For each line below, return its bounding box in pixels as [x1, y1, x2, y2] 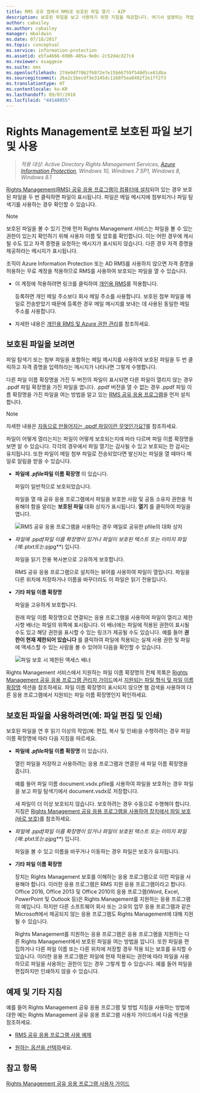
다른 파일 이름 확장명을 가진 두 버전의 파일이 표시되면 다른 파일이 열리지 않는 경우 [6, 376, 193, 383]
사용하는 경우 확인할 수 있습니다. [21, 201, 97, 208]
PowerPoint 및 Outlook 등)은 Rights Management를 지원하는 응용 [14, 895, 170, 902]
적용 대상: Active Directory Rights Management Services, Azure [20, 160, 176, 167]
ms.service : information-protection [6, 48, 97, 54]
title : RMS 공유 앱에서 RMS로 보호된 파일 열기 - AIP [6, 8, 126, 15]
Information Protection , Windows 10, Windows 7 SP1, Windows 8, [20, 167, 181, 174]
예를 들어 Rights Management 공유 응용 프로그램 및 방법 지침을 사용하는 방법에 [6, 1004, 190, 1011]
